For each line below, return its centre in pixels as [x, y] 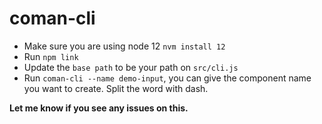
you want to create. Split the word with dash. [116, 88]
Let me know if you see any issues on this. [99, 108]
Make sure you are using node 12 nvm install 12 [124, 46]
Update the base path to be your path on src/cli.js [131, 67]
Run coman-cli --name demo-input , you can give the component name [167, 78]
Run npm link [51, 56]
